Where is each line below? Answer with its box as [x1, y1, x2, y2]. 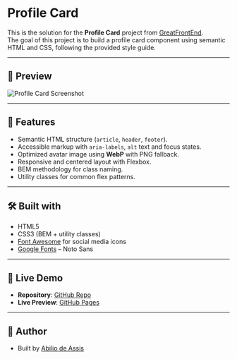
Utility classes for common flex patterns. [17, 172, 135, 181]
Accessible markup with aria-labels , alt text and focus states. [17, 142, 202, 151]
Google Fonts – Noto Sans [17, 245, 94, 253]
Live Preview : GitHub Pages [17, 298, 100, 307]
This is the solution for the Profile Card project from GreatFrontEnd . [7, 28, 204, 37]
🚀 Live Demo [7, 272, 63, 284]
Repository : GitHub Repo [17, 291, 92, 299]
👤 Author [7, 325, 47, 337]
